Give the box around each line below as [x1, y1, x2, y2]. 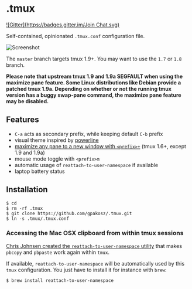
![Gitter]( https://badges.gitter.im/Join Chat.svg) [6, 21, 120, 28]
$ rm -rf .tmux [6, 205, 43, 211]
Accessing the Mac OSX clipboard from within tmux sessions [6, 229, 184, 237]
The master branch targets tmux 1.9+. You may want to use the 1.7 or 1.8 [6, 55, 182, 62]
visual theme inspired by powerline [14, 137, 99, 144]
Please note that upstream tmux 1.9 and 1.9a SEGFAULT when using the [6, 73, 183, 80]
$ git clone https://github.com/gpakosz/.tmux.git [6, 210, 132, 216]
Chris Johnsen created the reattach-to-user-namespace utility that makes [6, 242, 183, 249]
